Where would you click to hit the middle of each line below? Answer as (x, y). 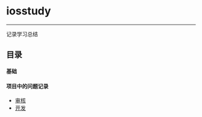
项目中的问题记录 (27, 86)
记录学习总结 (22, 34)
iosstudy (29, 11)
